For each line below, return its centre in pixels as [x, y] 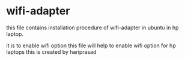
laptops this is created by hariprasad [51, 51]
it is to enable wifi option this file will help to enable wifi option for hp [91, 45]
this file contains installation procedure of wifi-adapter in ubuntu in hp [92, 28]
